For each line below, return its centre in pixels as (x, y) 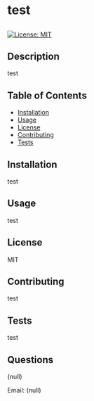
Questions (31, 360)
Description (33, 56)
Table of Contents (47, 95)
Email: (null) (24, 390)
